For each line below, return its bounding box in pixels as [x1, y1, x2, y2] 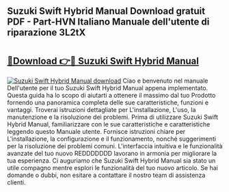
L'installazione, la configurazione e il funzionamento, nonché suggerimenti [7, 135, 217, 143]
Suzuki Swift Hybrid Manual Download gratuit [7, 5, 206, 17]
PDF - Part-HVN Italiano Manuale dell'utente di [7, 16, 210, 28]
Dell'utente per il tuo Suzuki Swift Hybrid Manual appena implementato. [7, 84, 208, 92]
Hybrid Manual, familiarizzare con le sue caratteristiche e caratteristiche [7, 120, 211, 128]
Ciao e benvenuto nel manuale [122, 77, 208, 85]
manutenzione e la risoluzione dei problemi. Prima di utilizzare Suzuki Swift [7, 113, 219, 121]
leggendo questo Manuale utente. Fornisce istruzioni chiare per [7, 128, 186, 135]
